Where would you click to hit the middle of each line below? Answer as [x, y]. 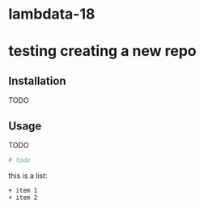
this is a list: [28, 176]
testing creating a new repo [102, 51]
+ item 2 [23, 197]
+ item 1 [23, 190]
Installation [37, 81]
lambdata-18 [52, 14]
